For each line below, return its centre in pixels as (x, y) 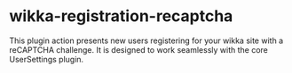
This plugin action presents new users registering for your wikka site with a (146, 40)
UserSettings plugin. (47, 59)
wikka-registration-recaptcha (121, 16)
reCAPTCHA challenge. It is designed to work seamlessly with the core (139, 49)
